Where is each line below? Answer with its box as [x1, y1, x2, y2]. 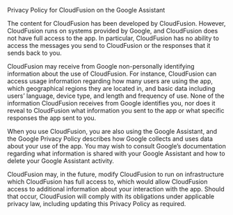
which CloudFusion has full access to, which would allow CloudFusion [7, 178, 208, 186]
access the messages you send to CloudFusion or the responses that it [7, 42, 211, 49]
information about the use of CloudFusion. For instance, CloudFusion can [7, 69, 217, 78]
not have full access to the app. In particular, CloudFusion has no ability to [7, 34, 219, 42]
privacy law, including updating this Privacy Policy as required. [7, 200, 186, 207]
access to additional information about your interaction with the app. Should [7, 185, 225, 193]
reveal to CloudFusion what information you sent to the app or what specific [7, 107, 225, 114]
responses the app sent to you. [7, 114, 97, 122]
